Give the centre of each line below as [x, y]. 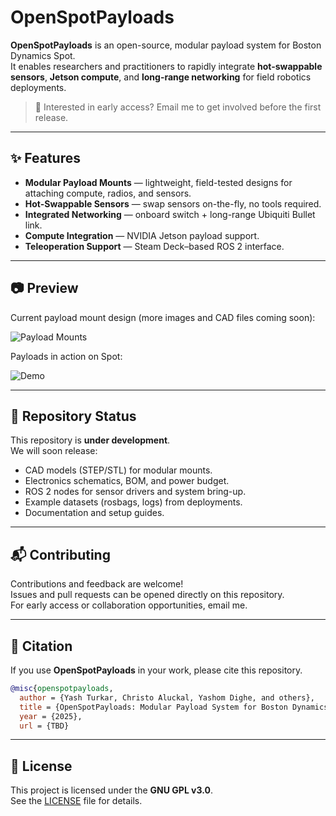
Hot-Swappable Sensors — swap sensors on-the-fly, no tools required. [173, 203]
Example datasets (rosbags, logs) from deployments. [133, 502]
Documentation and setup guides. [94, 513]
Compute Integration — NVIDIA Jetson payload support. [142, 235]
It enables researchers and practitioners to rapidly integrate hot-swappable [166, 66]
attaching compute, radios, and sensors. [108, 193]
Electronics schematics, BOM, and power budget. [127, 481]
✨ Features [45, 158]
